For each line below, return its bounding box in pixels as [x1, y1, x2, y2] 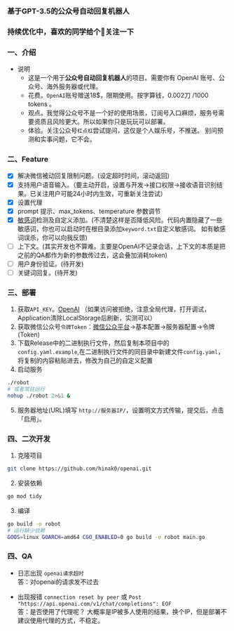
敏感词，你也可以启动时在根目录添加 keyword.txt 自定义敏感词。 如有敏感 [17, 224, 226, 233]
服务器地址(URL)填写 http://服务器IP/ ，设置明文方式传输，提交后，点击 [17, 405, 224, 414]
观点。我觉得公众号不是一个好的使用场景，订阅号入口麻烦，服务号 [27, 109, 219, 117]
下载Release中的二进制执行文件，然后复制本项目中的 [17, 339, 170, 347]
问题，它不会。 [52, 135, 96, 143]
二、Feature [7, 155, 49, 164]
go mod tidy [7, 493, 42, 500]
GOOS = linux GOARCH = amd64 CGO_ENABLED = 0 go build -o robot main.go [7, 533, 205, 540]
